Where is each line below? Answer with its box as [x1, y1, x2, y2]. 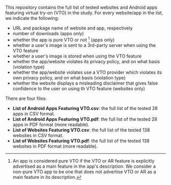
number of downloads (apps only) [12, 31, 84, 36]
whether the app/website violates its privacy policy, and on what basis [12, 58, 160, 64]
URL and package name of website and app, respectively [12, 25, 133, 31]
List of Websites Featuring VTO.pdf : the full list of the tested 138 [12, 138, 150, 144]
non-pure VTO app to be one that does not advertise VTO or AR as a [12, 168, 156, 175]
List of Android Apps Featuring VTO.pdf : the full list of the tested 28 [12, 116, 158, 122]
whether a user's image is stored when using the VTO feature [12, 53, 142, 59]
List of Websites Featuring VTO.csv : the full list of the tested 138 [12, 127, 150, 133]
